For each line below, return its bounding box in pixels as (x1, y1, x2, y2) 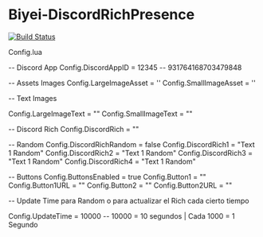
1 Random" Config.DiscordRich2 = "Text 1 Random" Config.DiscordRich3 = (8, 148, 253, 157)
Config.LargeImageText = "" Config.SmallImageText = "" (8, 109, 193, 118)
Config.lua (8, 47, 42, 56)
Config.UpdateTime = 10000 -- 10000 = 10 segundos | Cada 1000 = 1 (8, 211, 235, 220)
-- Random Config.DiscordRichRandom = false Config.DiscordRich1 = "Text (8, 139, 255, 149)
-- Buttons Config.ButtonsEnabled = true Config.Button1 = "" (8, 172, 207, 181)
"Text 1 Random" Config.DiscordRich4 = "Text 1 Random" (8, 157, 197, 166)
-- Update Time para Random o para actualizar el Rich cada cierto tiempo (8, 196, 249, 205)
